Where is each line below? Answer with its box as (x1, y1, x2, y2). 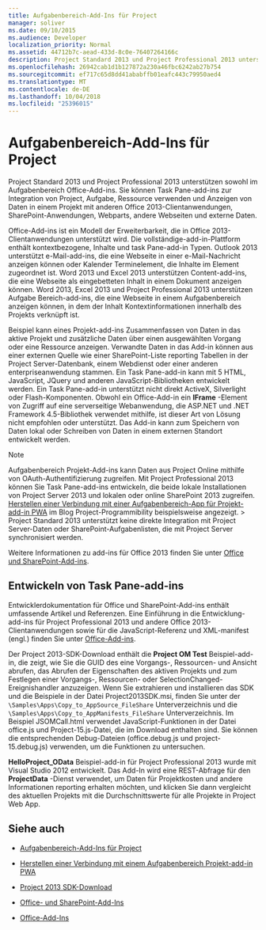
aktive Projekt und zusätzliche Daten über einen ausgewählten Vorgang (8, 334, 241, 344)
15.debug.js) (8, 742, 48, 751)
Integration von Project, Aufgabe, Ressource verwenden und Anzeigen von (8, 194, 253, 203)
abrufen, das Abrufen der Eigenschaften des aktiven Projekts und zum (8, 666, 237, 675)
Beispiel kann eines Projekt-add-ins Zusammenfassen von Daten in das (8, 325, 241, 335)
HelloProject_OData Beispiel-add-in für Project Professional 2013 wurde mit (8, 757, 256, 766)
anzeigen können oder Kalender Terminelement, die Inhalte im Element (8, 260, 239, 269)
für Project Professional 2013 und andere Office (35, 617, 191, 626)
